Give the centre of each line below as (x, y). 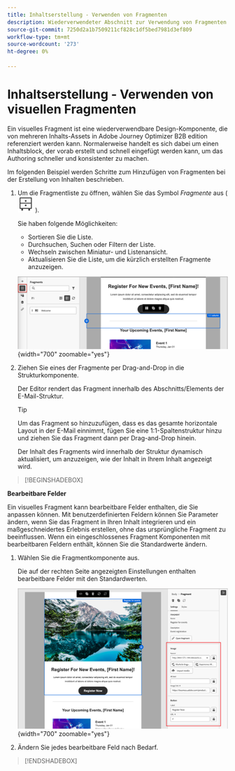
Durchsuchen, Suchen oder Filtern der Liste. (92, 244)
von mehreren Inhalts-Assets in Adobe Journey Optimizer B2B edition (107, 136)
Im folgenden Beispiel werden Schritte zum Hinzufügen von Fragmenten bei (116, 172)
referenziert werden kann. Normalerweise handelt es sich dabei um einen (113, 143)
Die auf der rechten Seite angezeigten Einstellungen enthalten (107, 571)
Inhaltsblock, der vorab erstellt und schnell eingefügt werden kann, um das (115, 151)
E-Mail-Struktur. (41, 396)
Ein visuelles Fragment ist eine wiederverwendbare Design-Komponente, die (117, 129)
